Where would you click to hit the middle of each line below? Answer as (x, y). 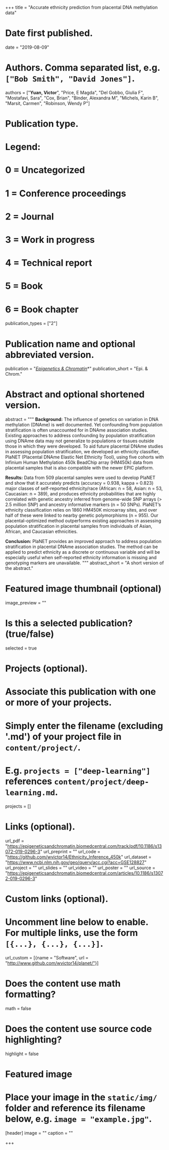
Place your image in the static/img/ (81, 1097)
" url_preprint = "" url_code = (70, 851)
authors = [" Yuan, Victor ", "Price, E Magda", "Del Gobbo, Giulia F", (75, 92)
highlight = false (22, 1054)
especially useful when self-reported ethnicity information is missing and (81, 558)
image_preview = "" (26, 603)
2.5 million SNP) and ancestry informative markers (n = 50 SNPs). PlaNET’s (83, 505)
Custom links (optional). (57, 899)
